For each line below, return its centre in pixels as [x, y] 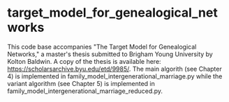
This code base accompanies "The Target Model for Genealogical [102, 46]
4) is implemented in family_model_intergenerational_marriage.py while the [115, 76]
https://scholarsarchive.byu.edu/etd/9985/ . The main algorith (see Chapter [114, 69]
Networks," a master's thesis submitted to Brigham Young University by [110, 54]
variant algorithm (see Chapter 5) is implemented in [81, 83]
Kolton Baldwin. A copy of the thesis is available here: [84, 61]
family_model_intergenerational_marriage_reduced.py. [85, 91]
